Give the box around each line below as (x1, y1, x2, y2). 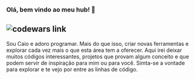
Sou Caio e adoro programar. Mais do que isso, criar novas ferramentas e (6, 40, 189, 47)
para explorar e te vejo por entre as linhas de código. (6, 66, 138, 73)
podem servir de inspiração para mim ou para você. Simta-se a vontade (6, 59, 185, 66)
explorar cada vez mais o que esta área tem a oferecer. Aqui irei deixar (6, 46, 182, 54)
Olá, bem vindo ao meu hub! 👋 (6, 5, 95, 14)
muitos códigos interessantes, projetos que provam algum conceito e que (6, 52, 189, 60)
